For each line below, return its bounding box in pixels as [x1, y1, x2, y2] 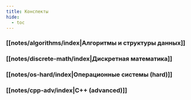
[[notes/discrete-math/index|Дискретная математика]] [6, 55, 172, 63]
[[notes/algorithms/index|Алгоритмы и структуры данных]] [6, 39, 186, 47]
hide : [6, 14, 19, 20]
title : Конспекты [6, 8, 49, 15]
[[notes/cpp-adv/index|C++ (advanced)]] [6, 86, 128, 95]
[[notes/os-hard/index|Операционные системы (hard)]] [6, 71, 173, 79]
